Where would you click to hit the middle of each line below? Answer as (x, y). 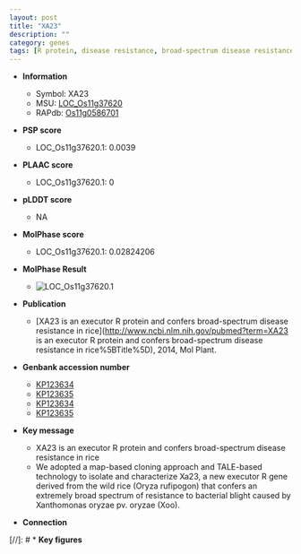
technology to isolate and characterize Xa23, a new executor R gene (162, 477)
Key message (48, 430)
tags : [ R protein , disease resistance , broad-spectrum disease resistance (152, 51)
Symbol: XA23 (62, 94)
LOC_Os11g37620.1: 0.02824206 (95, 252)
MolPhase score (53, 235)
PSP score (42, 130)
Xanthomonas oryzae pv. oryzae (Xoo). (108, 505)
